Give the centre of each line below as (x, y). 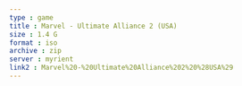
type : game (31, 17)
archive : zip (36, 51)
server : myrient (42, 59)
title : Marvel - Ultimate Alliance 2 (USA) (93, 26)
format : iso (33, 43)
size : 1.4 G (33, 34)
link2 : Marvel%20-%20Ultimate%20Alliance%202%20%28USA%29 (121, 68)
